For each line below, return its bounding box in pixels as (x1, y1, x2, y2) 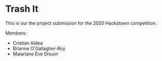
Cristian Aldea (12, 39, 43, 46)
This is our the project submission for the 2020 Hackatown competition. (5, 20, 157, 26)
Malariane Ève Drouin (12, 51, 58, 57)
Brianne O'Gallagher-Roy (12, 45, 66, 51)
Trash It (5, 3, 38, 15)
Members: (5, 30, 27, 36)
